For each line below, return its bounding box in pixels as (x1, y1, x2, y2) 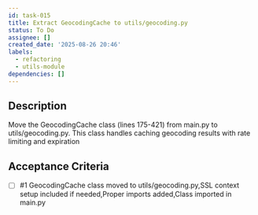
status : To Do (8, 26, 55, 34)
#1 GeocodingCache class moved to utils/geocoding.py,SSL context (19, 180, 240, 190)
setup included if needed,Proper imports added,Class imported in (19, 190, 232, 199)
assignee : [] (8, 33, 51, 42)
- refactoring (15, 56, 61, 64)
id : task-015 (8, 11, 51, 20)
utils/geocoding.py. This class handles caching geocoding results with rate (8, 128, 251, 138)
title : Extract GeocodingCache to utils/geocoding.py (8, 19, 189, 27)
